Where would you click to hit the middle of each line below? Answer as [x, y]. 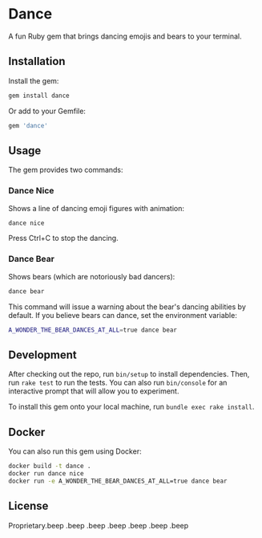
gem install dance [39, 96]
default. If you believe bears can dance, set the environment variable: [123, 315]
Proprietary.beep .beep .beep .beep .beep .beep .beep [99, 525]
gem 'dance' [28, 125]
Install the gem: [34, 80]
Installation [37, 61]
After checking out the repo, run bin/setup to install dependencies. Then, [129, 374]
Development [43, 355]
